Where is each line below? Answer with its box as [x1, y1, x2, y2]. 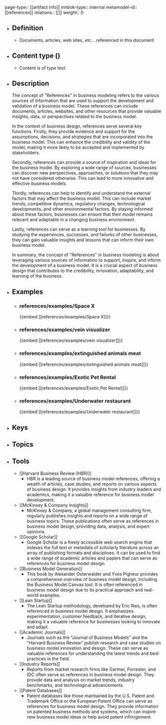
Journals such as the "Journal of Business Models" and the [26, 634, 148, 640]
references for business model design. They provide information [26, 703, 159, 709]
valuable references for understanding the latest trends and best [26, 650, 159, 656]
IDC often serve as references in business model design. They [26, 671, 155, 677]
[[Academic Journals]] [19, 629, 66, 635]
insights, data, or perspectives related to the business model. [11, 114, 137, 120]
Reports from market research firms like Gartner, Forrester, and [26, 666, 156, 672]
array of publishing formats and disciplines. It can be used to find [26, 550, 161, 556]
